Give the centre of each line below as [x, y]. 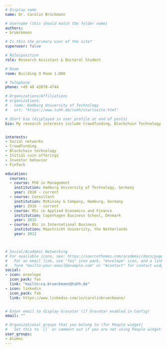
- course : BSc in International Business [53, 225]
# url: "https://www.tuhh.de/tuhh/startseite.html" [62, 110]
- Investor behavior [27, 160]
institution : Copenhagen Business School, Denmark [68, 215]
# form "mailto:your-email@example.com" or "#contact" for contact [79, 265]
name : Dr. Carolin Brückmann [35, 14]
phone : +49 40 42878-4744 [32, 87]
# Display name [21, 10]
